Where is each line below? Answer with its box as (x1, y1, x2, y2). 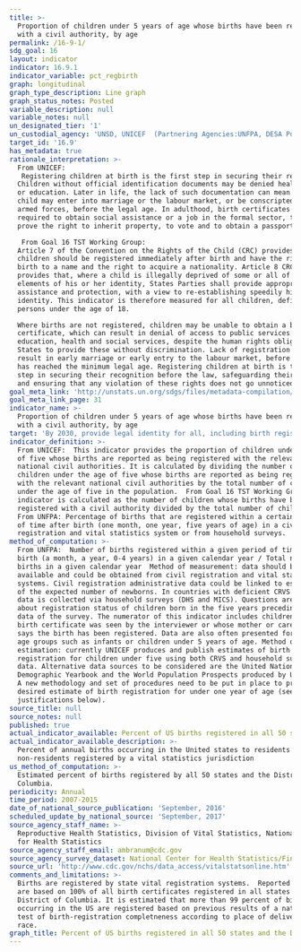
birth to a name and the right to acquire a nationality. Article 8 (17, 263, 279, 272)
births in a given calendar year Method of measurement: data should (17, 562, 287, 571)
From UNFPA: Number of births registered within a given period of (17, 546, 279, 555)
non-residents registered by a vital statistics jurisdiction (17, 754, 254, 763)
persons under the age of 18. (17, 304, 130, 314)
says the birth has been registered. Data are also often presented (17, 628, 279, 637)
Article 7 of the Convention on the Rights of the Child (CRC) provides (17, 246, 295, 255)
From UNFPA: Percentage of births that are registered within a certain (17, 512, 295, 521)
